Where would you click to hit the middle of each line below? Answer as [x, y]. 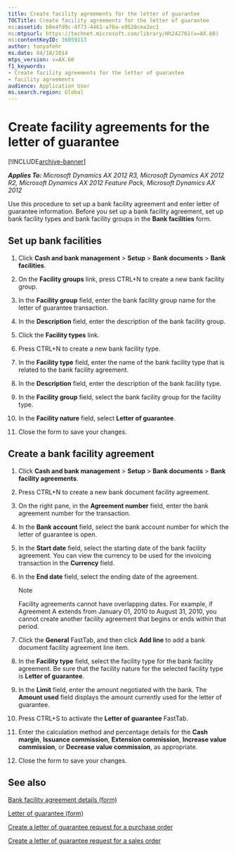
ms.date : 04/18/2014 [38, 54]
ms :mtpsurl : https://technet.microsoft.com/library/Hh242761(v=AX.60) [113, 33]
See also [27, 783]
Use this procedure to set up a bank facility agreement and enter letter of [114, 204]
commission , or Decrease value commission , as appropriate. [108, 746]
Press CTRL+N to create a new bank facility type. [89, 349]
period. [28, 626]
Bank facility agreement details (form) [63, 799]
